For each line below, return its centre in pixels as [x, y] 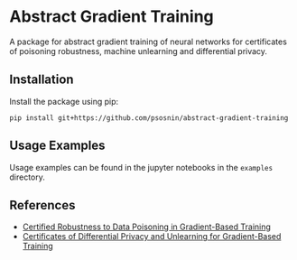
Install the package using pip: [64, 101]
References [42, 205]
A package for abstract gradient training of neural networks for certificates [148, 42]
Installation [42, 80]
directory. [27, 177]
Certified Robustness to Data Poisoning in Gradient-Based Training [146, 227]
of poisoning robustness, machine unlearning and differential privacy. [139, 51]
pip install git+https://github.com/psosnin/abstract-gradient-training [149, 118]
